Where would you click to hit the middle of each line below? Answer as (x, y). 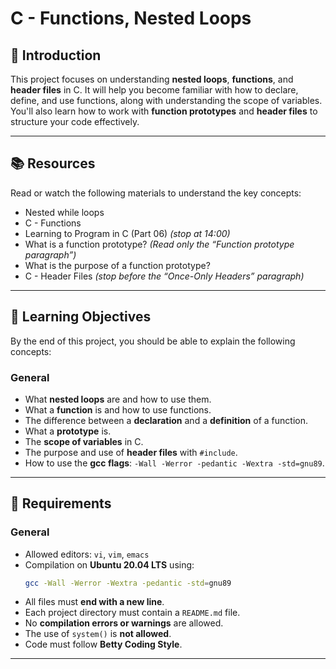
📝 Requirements (61, 503)
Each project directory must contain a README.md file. (132, 613)
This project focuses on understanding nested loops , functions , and (152, 79)
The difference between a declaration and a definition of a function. (166, 420)
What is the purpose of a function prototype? (117, 265)
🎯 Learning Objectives (81, 317)
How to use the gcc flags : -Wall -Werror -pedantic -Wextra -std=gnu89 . (174, 463)
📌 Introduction (56, 55)
